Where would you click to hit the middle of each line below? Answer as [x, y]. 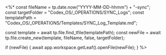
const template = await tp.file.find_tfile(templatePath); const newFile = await [83, 32]
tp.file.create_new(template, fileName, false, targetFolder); [65, 38]
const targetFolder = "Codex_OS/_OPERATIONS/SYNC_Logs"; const [75, 12]
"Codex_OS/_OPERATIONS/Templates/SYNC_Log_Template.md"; [71, 23]
